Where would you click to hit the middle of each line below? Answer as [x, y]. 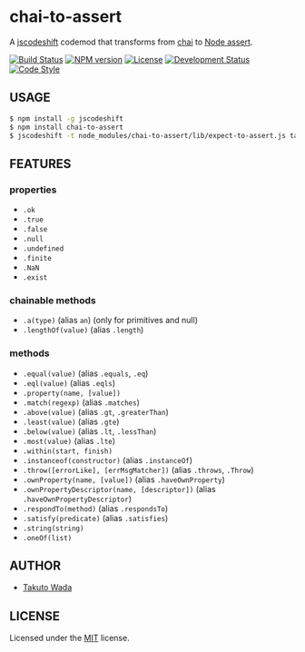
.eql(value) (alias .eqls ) [69, 382]
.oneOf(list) [47, 538]
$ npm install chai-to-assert [67, 127]
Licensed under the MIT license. [69, 638]
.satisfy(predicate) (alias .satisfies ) [95, 518]
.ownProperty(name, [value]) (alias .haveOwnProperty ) [123, 479]
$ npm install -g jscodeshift [67, 119]
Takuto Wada [47, 588]
